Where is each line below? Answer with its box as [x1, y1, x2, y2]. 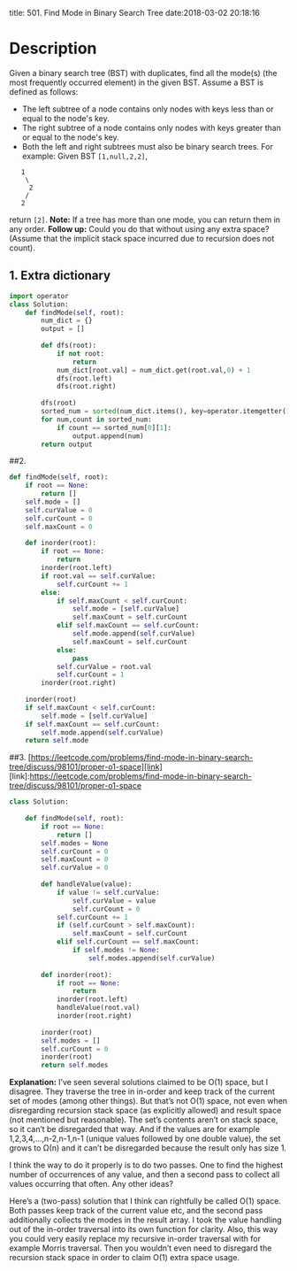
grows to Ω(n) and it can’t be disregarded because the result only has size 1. [9, 1143, 287, 1153]
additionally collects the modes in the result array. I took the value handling [9, 1214, 282, 1225]
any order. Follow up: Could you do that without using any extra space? [9, 223, 270, 234]
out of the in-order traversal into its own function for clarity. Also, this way [9, 1224, 278, 1235]
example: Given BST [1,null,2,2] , [21, 150, 148, 161]
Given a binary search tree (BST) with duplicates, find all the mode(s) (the [9, 67, 278, 78]
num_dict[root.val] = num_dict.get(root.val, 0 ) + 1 [56, 366, 251, 374]
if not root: [56, 349, 104, 358]
